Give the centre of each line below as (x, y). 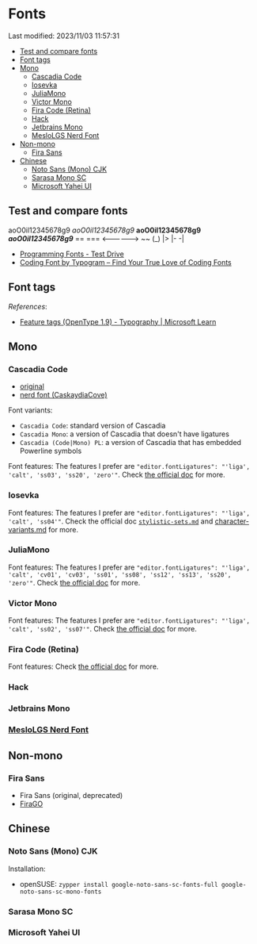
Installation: (27, 869)
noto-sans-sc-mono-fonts (60, 892)
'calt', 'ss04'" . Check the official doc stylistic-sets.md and (111, 521)
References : (28, 306)
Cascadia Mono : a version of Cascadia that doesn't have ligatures (124, 434)
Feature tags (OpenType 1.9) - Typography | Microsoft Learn (118, 321)
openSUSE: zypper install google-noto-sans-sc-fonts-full (119, 884)
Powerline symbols (51, 451)
